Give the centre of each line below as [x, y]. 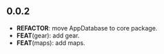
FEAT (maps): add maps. [51, 43]
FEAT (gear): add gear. [48, 35]
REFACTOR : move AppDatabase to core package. [87, 28]
